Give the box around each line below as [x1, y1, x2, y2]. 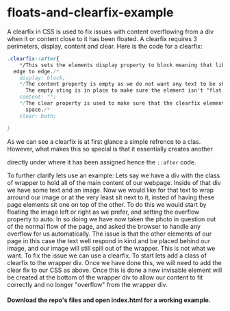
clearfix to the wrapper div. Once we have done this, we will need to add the [7, 258, 222, 266]
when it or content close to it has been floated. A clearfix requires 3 [7, 34, 197, 42]
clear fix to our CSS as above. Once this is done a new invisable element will [7, 266, 222, 274]
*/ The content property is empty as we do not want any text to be [19, 81, 216, 88]
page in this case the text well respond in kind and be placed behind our [7, 236, 211, 245]
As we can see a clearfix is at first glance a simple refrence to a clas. [7, 137, 201, 145]
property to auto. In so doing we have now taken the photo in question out [7, 214, 216, 223]
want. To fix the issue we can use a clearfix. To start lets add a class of [7, 251, 207, 260]
